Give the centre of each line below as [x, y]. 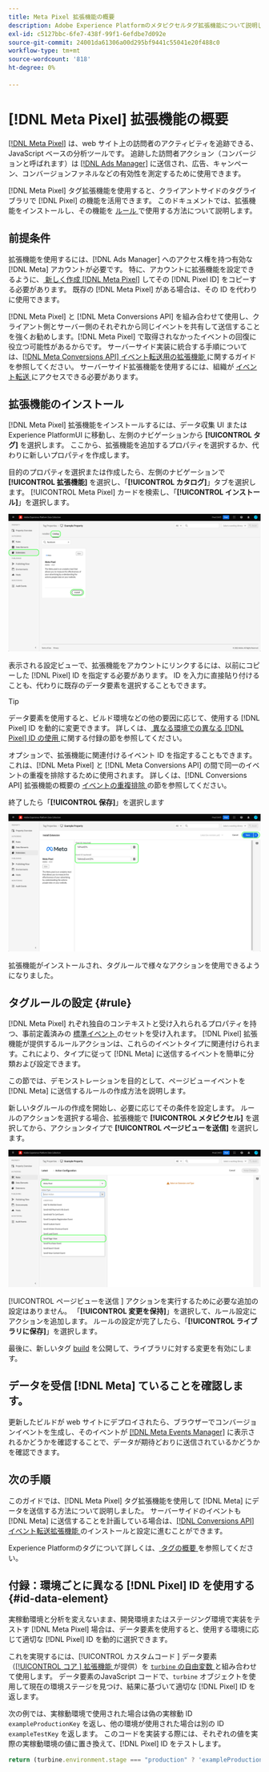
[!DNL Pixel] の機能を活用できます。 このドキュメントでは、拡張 [144, 200]
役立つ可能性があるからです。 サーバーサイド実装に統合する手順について [128, 346]
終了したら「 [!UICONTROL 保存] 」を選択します [86, 802]
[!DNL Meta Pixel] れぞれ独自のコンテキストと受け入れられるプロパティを [129, 1024]
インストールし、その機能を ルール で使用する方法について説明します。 [139, 210]
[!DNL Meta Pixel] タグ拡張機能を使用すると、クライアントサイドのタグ [126, 190]
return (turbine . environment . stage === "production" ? [102, 1760]
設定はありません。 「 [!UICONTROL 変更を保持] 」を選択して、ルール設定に [133, 1311]
